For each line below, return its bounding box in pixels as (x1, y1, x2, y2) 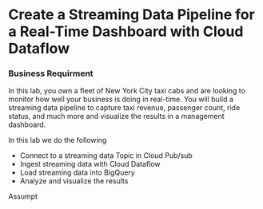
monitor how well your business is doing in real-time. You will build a (8, 94, 233, 104)
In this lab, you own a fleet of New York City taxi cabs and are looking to (8, 86, 246, 96)
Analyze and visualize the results (19, 176, 129, 186)
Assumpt (8, 191, 38, 201)
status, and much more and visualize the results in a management (8, 112, 225, 121)
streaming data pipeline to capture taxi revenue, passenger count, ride (8, 103, 241, 112)
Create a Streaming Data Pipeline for (8, 6, 256, 24)
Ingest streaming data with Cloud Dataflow (19, 160, 161, 169)
